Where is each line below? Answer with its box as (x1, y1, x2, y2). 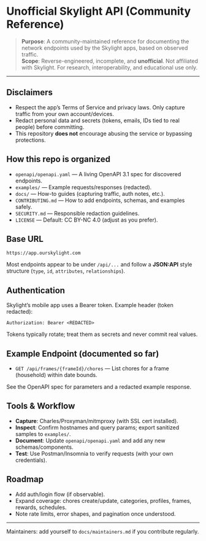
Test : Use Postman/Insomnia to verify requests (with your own (15, 450, 174, 457)
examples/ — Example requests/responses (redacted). (15, 183, 152, 191)
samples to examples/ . (15, 430, 72, 437)
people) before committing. (15, 123, 85, 130)
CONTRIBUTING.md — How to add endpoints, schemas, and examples (15, 197, 185, 204)
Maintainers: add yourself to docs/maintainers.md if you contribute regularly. (6, 527, 199, 535)
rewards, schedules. (15, 504, 67, 511)
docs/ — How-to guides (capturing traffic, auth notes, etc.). (15, 190, 166, 197)
